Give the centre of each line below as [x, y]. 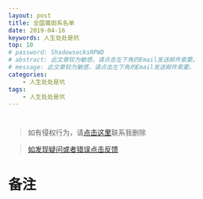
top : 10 [21, 45]
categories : [28, 75]
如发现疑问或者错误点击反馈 [73, 149]
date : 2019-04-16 [37, 30]
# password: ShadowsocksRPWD [56, 52]
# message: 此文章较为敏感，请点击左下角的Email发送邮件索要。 [102, 67]
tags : [17, 89]
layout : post [30, 15]
